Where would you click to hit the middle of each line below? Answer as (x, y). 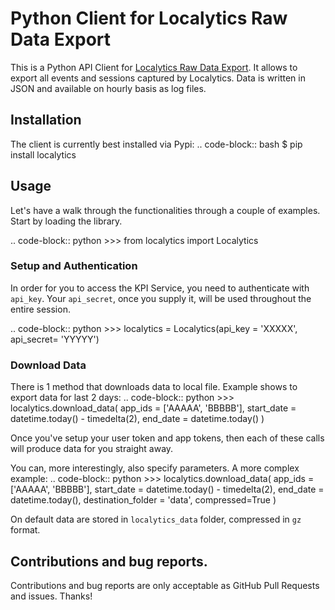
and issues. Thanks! (51, 596)
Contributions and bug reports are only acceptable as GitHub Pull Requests (165, 585)
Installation (46, 120)
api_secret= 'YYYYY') (55, 339)
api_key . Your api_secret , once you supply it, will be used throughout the (161, 298)
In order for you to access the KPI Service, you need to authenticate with (160, 288)
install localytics (43, 154)
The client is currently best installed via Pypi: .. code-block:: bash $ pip (156, 144)
